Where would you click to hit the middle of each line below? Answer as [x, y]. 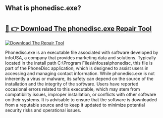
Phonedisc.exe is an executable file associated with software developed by [82, 52]
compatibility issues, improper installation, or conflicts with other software [81, 94]
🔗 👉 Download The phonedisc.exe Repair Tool [79, 28]
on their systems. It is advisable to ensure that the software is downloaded [81, 100]
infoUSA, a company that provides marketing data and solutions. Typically [81, 58]
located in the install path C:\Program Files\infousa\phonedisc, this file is [79, 63]
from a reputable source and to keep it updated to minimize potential [75, 105]
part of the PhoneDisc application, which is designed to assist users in [77, 68]
